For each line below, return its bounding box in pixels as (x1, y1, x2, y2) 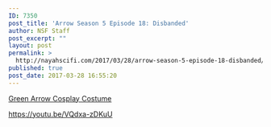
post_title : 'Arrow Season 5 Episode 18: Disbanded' (8, 19, 190, 27)
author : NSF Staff (8, 27, 70, 35)
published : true (8, 64, 63, 72)
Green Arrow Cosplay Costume (8, 93, 112, 103)
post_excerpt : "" (8, 34, 67, 43)
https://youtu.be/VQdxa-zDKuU (8, 109, 113, 119)
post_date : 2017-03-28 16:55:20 (8, 72, 117, 80)
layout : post (8, 42, 52, 50)
